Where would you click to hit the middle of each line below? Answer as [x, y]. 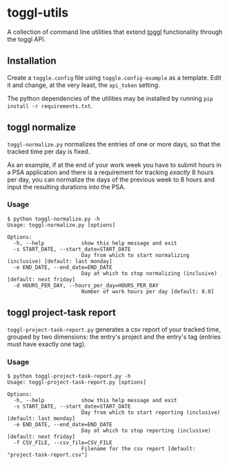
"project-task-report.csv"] [48, 455]
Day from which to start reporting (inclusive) [151, 412]
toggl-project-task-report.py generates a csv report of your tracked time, [114, 329]
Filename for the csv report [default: [138, 448]
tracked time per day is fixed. [49, 151]
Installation [32, 61]
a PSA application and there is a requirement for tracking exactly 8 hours [110, 172]
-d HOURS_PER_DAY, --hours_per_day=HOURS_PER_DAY [86, 285]
